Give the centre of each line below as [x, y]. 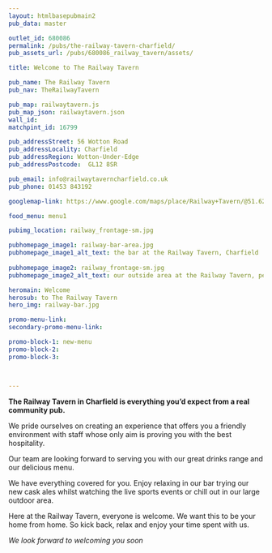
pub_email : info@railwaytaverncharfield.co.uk [88, 179]
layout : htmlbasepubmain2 [52, 16]
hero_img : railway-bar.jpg [54, 305]
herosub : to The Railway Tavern [63, 298]
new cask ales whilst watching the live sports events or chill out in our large [134, 491]
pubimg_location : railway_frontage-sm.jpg [81, 231]
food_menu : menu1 [38, 216]
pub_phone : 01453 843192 [50, 186]
